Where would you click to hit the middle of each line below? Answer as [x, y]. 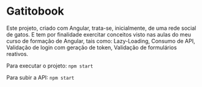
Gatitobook [35, 11]
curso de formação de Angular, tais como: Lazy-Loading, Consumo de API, [101, 41]
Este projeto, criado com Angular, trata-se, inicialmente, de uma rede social [101, 28]
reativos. [17, 54]
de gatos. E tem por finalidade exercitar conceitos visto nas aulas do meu [99, 34]
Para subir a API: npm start [40, 77]
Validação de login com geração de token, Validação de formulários [92, 47]
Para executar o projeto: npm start [50, 66]
